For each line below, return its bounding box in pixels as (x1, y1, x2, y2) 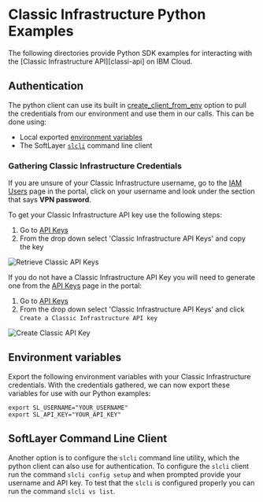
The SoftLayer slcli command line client (19, 140, 153, 150)
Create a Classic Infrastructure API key (19, 315, 157, 323)
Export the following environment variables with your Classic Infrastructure (8, 371, 251, 381)
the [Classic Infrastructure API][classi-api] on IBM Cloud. (8, 57, 193, 66)
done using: (8, 116, 47, 127)
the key (19, 242, 44, 252)
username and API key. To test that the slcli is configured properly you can (8, 478, 255, 487)
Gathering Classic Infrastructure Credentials (8, 160, 183, 171)
